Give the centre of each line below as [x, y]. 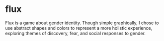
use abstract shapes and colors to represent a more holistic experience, [79, 28]
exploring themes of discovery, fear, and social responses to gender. [75, 33]
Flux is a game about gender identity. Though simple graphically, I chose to [82, 23]
